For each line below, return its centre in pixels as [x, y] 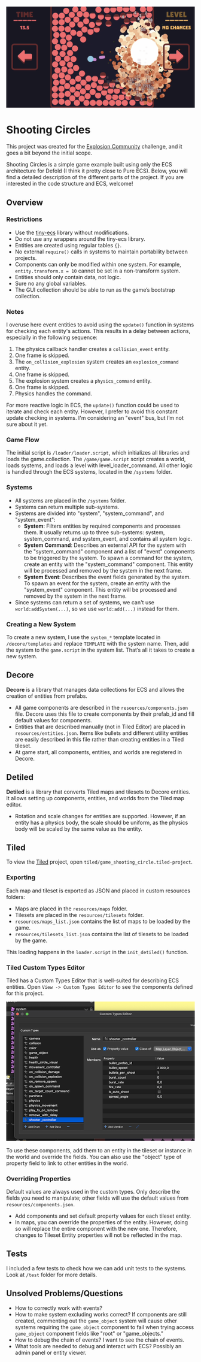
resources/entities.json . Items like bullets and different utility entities [101, 733]
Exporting [21, 877]
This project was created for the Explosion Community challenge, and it [94, 147]
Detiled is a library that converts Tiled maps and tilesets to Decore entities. [98, 792]
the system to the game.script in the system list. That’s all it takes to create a [100, 650]
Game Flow [23, 440]
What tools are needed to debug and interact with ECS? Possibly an [98, 1346]
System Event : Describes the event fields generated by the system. [107, 577]
